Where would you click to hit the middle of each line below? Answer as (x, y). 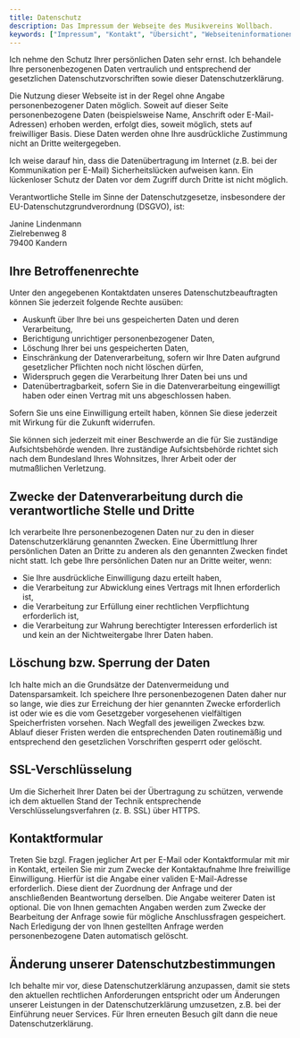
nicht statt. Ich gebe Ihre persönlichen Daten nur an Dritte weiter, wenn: (141, 561)
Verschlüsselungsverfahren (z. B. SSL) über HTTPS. (105, 810)
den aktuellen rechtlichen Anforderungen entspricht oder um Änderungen (145, 995)
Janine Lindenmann (46, 224)
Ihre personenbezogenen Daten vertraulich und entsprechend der (130, 69)
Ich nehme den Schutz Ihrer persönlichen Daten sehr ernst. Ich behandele (145, 60)
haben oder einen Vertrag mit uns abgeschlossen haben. (127, 396)
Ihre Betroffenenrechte (75, 271)
